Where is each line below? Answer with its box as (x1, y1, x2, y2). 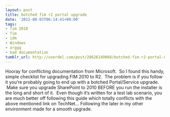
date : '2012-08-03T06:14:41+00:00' (5, 17, 80, 22)
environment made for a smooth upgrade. (5, 106, 92, 112)
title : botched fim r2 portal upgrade (5, 12, 87, 17)
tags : (5, 21, 17, 27)
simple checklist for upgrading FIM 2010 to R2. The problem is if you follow (5, 74, 163, 80)
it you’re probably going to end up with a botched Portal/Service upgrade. (5, 79, 159, 85)
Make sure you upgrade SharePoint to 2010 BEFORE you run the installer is (6, 85, 162, 91)
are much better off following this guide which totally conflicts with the (5, 95, 152, 101)
